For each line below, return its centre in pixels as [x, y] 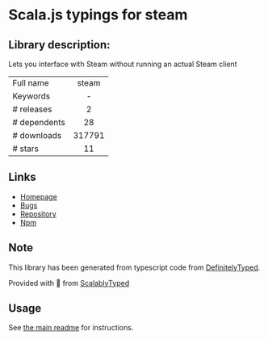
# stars [25, 149]
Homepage [39, 196]
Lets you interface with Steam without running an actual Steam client [123, 64]
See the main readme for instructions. [71, 328]
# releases [32, 109]
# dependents [39, 122]
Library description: [59, 45]
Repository [38, 214]
